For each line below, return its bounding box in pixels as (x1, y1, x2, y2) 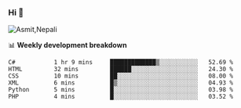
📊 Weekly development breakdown (8, 41, 127, 50)
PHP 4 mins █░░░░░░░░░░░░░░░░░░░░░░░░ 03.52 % (8, 93, 234, 101)
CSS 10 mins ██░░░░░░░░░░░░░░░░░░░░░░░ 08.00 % (8, 72, 234, 81)
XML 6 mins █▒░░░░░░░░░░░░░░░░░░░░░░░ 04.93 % (8, 79, 234, 87)
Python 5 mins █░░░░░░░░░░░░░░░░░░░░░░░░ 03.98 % (8, 86, 234, 94)
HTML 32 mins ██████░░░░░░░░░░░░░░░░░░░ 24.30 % (8, 66, 234, 74)
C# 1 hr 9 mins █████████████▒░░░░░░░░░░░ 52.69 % (8, 59, 234, 67)
